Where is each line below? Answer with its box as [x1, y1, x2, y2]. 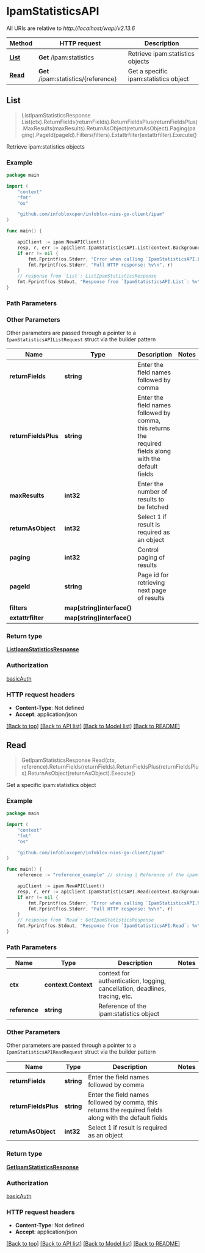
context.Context [44, 980, 93, 989]
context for [98, 969, 130, 978]
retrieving [137, 578, 165, 587]
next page [137, 586, 167, 594]
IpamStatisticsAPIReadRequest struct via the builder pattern [6, 1048, 156, 1055]
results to [137, 495, 165, 504]
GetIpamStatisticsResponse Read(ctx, [21, 756, 117, 764]
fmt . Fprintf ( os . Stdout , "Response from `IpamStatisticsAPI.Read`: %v [17, 923, 198, 929]
